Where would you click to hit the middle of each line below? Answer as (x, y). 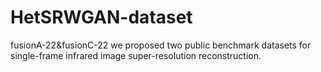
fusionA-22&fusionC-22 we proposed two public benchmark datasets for (161, 45)
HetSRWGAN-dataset (101, 17)
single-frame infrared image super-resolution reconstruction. (136, 55)
